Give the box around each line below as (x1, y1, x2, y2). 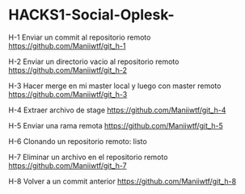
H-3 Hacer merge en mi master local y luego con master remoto (8, 81, 222, 91)
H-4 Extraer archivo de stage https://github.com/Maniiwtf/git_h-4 (8, 105, 226, 115)
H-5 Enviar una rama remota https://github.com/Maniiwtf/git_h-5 (8, 120, 224, 130)
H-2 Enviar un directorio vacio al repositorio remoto (8, 57, 180, 66)
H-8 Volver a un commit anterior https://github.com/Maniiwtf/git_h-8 (8, 176, 237, 186)
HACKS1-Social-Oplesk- (8, 6, 175, 24)
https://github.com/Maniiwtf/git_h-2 (8, 65, 128, 74)
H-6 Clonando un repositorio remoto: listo (8, 136, 147, 146)
